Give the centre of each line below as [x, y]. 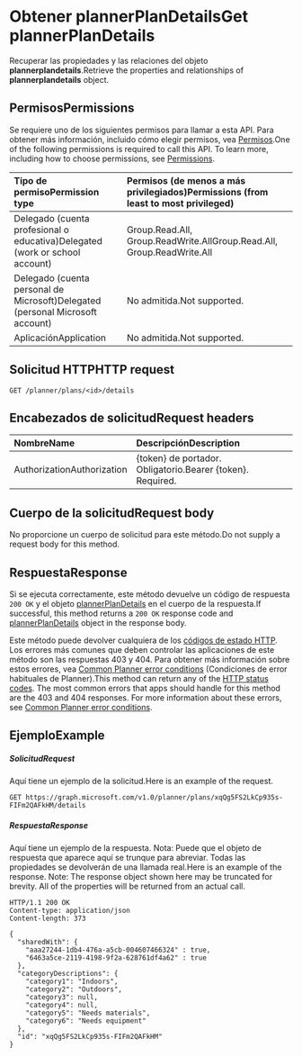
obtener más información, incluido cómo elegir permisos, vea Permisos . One [150, 139]
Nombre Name [44, 443]
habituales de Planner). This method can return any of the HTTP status [139, 678]
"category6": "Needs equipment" [86, 1021]
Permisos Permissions [72, 108]
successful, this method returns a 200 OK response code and [121, 613]
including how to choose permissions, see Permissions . [112, 158]
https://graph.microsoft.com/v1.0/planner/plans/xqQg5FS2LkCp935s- [154, 798]
